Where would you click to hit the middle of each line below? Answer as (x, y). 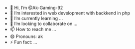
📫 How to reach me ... (33, 29)
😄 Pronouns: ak (26, 36)
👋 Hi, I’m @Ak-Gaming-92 (36, 8)
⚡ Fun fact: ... (23, 42)
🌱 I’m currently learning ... (36, 18)
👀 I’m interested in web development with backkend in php (70, 13)
